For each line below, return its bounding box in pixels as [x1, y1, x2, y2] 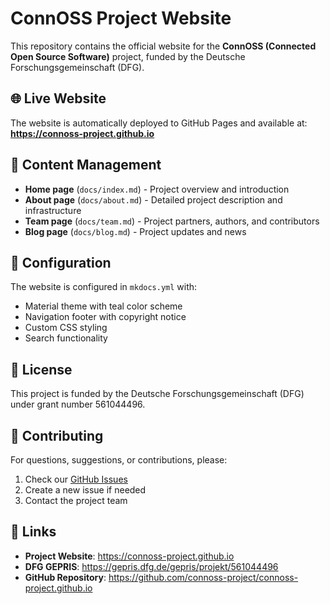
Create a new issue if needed [24, 484, 147, 496]
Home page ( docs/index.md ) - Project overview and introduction [24, 183, 290, 195]
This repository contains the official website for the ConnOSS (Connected [10, 40, 317, 52]
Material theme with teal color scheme [24, 300, 183, 312]
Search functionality [24, 332, 108, 344]
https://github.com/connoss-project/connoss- [108, 571, 299, 583]
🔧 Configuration [10, 254, 112, 271]
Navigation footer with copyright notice [24, 311, 187, 323]
